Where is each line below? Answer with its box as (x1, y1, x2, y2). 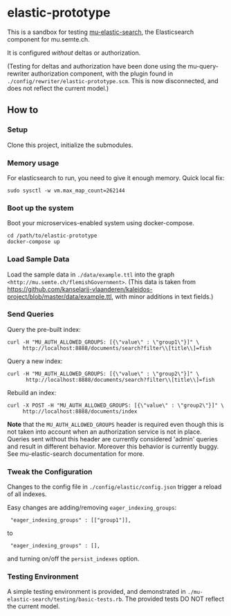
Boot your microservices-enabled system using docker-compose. (7, 219, 195, 227)
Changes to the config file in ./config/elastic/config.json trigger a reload (7, 483, 222, 491)
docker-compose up (7, 238, 60, 245)
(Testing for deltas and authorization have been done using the (7, 62, 187, 70)
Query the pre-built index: (7, 325, 81, 333)
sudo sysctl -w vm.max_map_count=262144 (7, 187, 126, 194)
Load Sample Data (7, 254, 70, 264)
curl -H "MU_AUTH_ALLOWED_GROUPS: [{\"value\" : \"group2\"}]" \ (7, 370, 199, 377)
